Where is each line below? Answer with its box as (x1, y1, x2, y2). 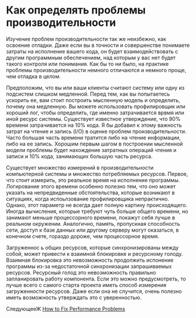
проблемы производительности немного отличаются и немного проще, (6, 66, 187, 73)
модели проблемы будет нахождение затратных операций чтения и (6, 146, 177, 153)
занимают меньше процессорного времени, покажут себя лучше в (6, 214, 176, 221)
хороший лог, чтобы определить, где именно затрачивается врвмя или (6, 109, 184, 116)
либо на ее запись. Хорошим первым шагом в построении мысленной (6, 140, 183, 147)
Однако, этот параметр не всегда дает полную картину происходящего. (6, 201, 188, 208)
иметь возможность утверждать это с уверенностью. (6, 294, 142, 301)
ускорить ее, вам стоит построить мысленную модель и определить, (6, 96, 180, 103)
